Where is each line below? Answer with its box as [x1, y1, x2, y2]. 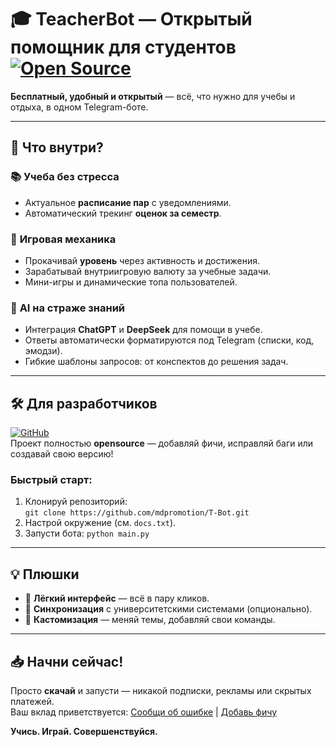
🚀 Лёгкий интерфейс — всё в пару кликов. [24, 592, 210, 605]
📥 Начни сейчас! [10, 653, 124, 670]
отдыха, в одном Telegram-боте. [10, 101, 149, 113]
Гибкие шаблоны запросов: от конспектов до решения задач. [24, 356, 289, 368]
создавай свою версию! [10, 448, 114, 460]
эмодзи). [24, 345, 63, 357]
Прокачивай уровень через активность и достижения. [24, 254, 260, 266]
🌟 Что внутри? [10, 139, 104, 156]
